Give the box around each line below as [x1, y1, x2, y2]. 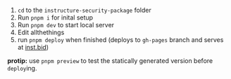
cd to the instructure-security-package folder [17, 6, 151, 14]
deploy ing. [7, 64, 37, 72]
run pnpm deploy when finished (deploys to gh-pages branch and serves [17, 36, 224, 44]
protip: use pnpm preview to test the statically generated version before [7, 57, 213, 65]
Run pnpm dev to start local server [17, 21, 115, 29]
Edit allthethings [17, 28, 65, 36]
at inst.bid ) [17, 43, 49, 51]
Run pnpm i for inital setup [17, 13, 94, 22]
